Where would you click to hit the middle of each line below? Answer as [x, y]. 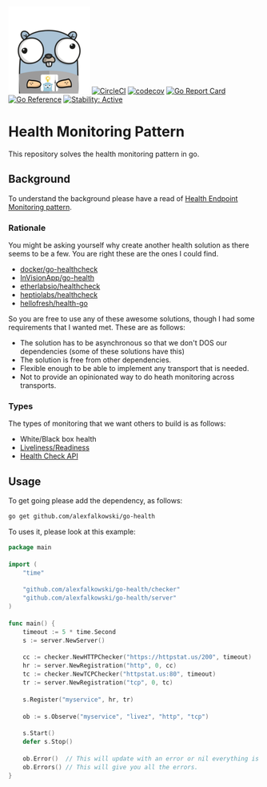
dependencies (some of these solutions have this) [102, 352]
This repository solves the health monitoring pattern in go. [104, 154]
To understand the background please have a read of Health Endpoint [123, 198]
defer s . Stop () [48, 742]
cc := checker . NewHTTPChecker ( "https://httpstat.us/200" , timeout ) [137, 657]
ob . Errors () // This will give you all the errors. [110, 767]
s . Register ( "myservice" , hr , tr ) [78, 700]
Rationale [27, 228]
